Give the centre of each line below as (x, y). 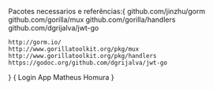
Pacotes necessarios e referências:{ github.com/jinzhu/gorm (107, 11)
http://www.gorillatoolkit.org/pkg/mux (74, 49)
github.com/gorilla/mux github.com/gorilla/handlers (92, 20)
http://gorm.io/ (35, 42)
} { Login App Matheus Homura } (61, 77)
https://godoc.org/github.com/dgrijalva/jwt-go (88, 63)
